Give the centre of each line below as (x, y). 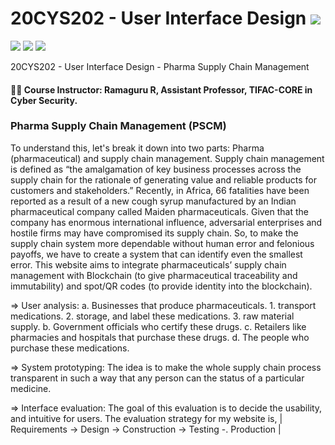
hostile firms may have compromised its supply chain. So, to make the (154, 233)
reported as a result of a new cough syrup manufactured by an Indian (153, 201)
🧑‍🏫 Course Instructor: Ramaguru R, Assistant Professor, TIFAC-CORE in (161, 89)
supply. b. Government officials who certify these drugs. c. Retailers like (158, 326)
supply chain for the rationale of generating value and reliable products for (163, 179)
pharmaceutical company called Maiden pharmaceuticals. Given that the (159, 211)
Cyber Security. (44, 100)
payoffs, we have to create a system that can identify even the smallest (156, 254)
